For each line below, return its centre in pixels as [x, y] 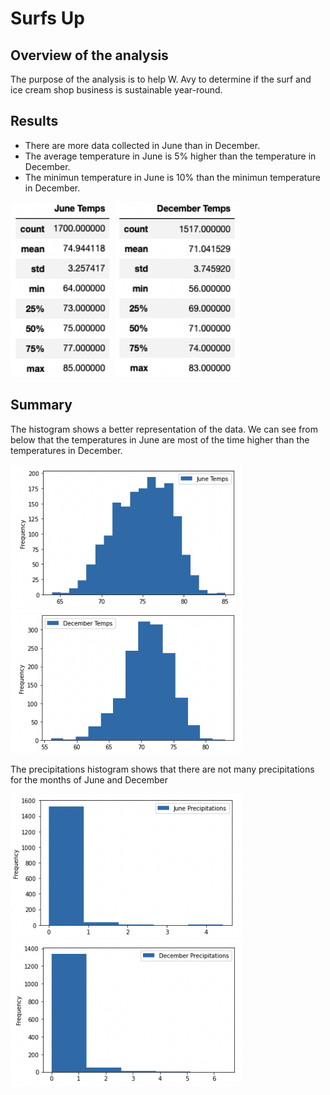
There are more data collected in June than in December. [142, 145]
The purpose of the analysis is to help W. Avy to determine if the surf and [161, 79]
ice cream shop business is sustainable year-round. [116, 90]
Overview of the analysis [89, 55]
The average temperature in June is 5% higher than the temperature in [170, 156]
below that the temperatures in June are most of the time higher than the [160, 439]
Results [34, 121]
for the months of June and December [89, 780]
